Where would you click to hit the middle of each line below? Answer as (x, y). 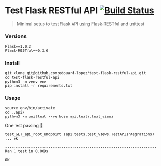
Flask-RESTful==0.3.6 (27, 51)
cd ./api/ (15, 112)
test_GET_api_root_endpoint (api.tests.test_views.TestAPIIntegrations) (80, 134)
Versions (16, 36)
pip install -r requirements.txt (39, 86)
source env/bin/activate (30, 108)
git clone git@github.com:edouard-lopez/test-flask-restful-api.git (75, 73)
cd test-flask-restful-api (32, 77)
